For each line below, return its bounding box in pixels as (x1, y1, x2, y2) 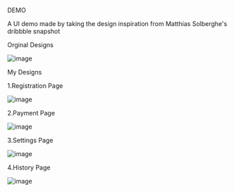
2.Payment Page (7, 109, 55, 117)
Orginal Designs (7, 41, 54, 49)
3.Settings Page (7, 136, 54, 144)
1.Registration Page (7, 82, 63, 90)
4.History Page (7, 163, 51, 172)
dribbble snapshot (7, 27, 61, 35)
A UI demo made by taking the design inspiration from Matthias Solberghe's (7, 20, 228, 27)
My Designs (7, 68, 42, 76)
